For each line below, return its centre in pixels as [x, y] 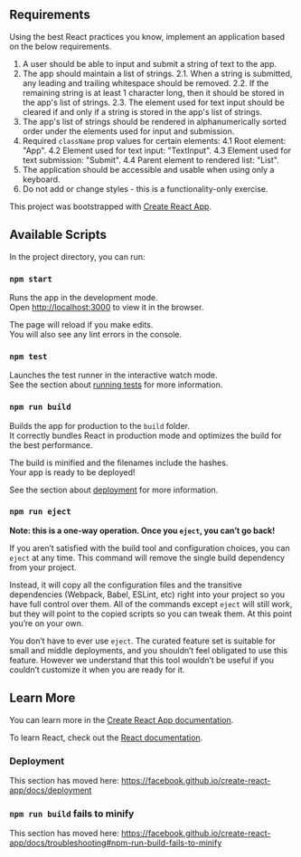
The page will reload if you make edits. [81, 324]
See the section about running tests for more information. [116, 385]
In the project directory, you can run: [77, 256]
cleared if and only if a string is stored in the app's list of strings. [142, 111]
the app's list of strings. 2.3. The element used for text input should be [153, 102]
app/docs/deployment [51, 790]
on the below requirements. [61, 46]
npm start [31, 279]
